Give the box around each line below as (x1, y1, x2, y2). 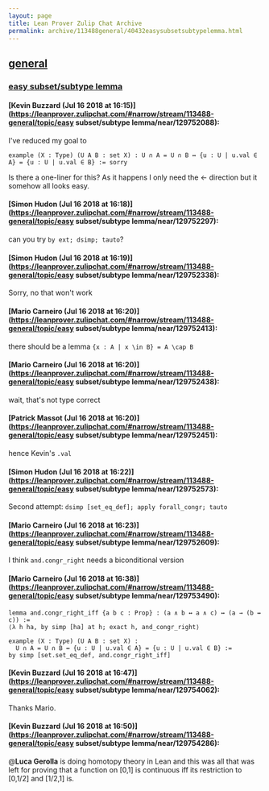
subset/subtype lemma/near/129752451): (75, 430, 218, 440)
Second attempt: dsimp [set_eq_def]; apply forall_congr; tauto (8, 502, 228, 511)
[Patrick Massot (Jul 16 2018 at (8, 413, 114, 423)
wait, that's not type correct (8, 395, 101, 404)
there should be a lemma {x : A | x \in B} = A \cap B (8, 342, 194, 351)
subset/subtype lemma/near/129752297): (75, 217, 219, 226)
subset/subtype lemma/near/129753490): (75, 590, 220, 600)
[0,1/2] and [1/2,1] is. (8, 773, 75, 783)
